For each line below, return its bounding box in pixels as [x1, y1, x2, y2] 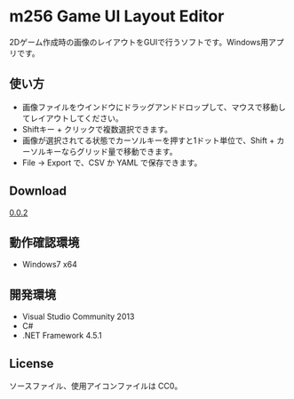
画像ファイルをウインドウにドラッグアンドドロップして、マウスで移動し [21, 101, 287, 112]
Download [9, 184, 67, 199]
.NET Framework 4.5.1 [21, 331, 102, 341]
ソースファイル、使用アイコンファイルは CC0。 [9, 380, 183, 391]
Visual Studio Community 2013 [21, 311, 135, 322]
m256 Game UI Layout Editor [9, 6, 225, 27]
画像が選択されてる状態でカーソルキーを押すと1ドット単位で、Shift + [21, 135, 275, 146]
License [9, 355, 54, 371]
